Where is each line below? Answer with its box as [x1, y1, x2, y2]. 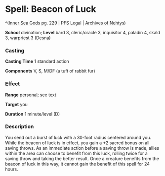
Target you [5, 101, 28, 107]
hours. [5, 166, 18, 172]
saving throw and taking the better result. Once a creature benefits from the [5, 155, 160, 162]
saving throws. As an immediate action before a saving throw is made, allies [5, 145, 160, 151]
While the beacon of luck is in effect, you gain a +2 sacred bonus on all [5, 140, 150, 146]
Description [5, 123, 34, 130]
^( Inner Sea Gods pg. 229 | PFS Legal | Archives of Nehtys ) [5, 20, 126, 26]
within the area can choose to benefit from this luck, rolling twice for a [5, 150, 148, 156]
